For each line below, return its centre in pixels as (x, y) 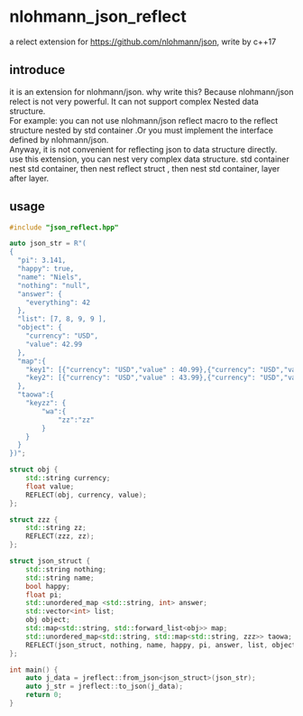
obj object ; (48, 620)
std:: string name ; (60, 578)
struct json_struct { (50, 562)
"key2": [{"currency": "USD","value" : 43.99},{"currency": (141, 378)
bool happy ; (48, 586)
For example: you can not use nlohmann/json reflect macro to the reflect (144, 120)
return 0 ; (44, 695)
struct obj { (34, 470)
